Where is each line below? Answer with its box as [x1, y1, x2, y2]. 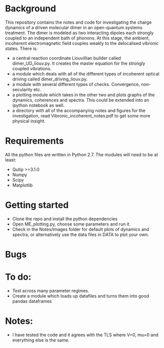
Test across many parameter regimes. [12, 287, 90, 294]
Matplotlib [12, 182, 33, 188]
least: [5, 156, 16, 163]
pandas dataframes [12, 298, 52, 304]
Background [5, 3, 56, 14]
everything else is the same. [12, 337, 70, 343]
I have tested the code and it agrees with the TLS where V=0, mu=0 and [12, 332, 159, 338]
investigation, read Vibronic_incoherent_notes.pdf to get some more [12, 113, 151, 118]
